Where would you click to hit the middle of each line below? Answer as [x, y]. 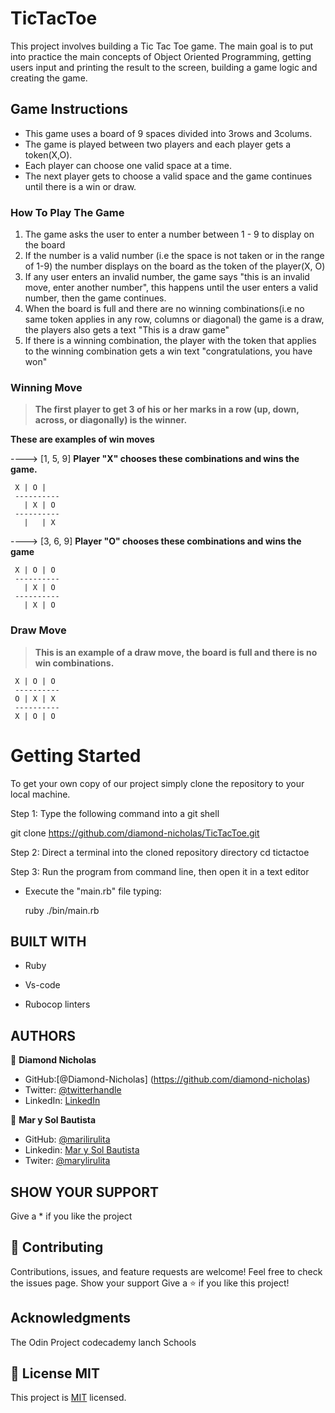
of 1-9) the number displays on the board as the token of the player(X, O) [175, 266]
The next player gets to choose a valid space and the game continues [168, 176]
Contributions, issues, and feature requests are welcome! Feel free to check [166, 1271]
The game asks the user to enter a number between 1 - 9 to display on [169, 234]
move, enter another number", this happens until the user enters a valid [171, 288]
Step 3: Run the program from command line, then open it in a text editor [160, 871]
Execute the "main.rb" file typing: [93, 891]
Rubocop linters [57, 1004]
